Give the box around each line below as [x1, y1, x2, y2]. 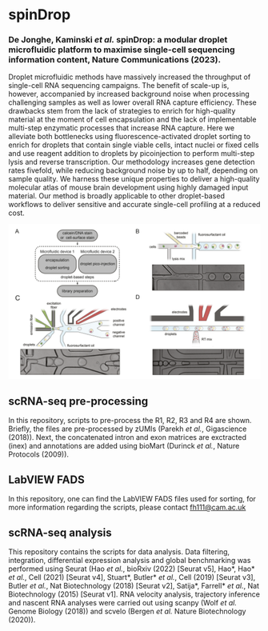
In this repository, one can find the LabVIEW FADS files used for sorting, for [8, 494, 256, 504]
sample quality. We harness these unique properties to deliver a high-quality [8, 174, 260, 184]
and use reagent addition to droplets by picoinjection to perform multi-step [8, 149, 255, 158]
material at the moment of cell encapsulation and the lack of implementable [8, 114, 257, 125]
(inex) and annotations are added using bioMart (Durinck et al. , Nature [8, 441, 240, 451]
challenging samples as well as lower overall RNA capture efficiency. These [8, 98, 258, 107]
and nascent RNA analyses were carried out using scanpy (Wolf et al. [8, 598, 238, 608]
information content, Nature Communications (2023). [8, 54, 222, 66]
